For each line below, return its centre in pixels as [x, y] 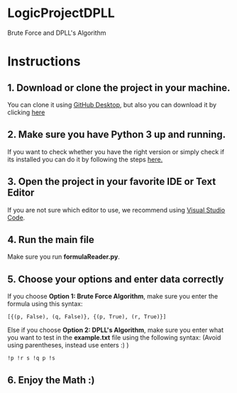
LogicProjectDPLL [61, 13]
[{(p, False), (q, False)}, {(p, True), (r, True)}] [87, 317]
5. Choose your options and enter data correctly [116, 279]
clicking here [26, 112]
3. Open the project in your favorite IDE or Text [112, 182]
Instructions [44, 61]
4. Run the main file [51, 239]
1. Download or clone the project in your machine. [119, 88]
